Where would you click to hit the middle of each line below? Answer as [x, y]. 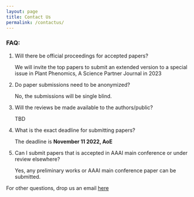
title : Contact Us [29, 17]
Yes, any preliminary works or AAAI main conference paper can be [95, 170]
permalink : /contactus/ [35, 22]
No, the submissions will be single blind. [63, 96]
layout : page [22, 11]
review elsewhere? [37, 159]
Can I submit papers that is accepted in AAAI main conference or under [101, 152]
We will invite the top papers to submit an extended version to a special [101, 67]
